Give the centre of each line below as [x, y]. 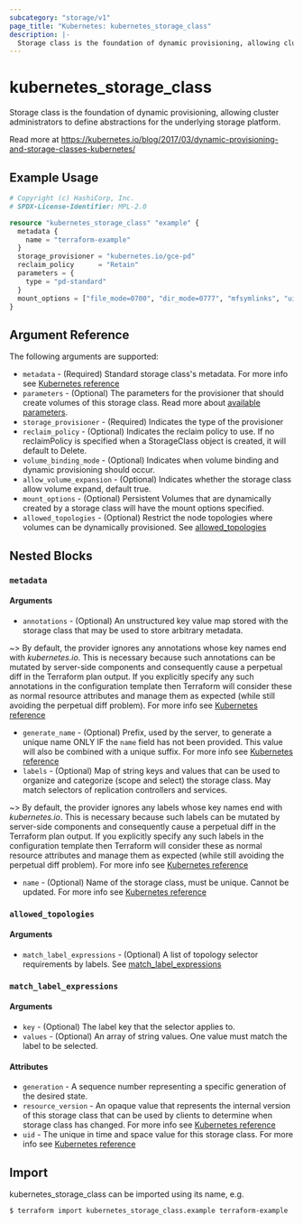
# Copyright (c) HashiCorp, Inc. [72, 198]
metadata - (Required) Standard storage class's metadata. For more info [155, 374]
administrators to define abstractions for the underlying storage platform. [145, 122]
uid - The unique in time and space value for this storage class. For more [158, 1135]
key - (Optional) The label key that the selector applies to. [129, 1026]
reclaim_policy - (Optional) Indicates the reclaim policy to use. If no [148, 432]
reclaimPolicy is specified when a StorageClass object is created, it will [154, 441]
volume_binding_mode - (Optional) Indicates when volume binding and [151, 460]
